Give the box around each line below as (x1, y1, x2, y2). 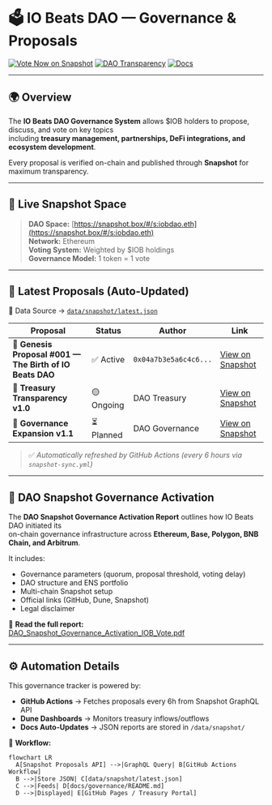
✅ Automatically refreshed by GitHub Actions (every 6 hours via (28, 450, 243, 460)
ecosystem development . (8, 142, 96, 152)
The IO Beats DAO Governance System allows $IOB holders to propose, (8, 116, 249, 126)
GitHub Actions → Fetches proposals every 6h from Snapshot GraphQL (19, 696, 260, 706)
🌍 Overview (8, 91, 72, 105)
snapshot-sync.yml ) (28, 460, 93, 469)
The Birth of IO (12, 359, 70, 370)
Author (159, 325, 187, 336)
